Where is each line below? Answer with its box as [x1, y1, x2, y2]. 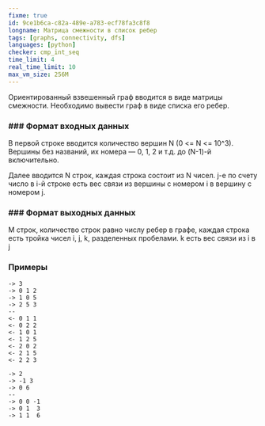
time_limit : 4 [8, 56, 55, 64]
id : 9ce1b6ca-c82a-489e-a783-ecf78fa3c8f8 [8, 19, 150, 27]
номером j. [8, 187, 46, 196]
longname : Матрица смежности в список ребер [8, 26, 157, 34]
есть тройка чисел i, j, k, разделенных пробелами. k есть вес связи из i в [8, 234, 256, 243]
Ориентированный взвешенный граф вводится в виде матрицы [8, 92, 223, 101]
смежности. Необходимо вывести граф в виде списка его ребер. [8, 101, 229, 110]
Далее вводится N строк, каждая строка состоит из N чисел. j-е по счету [8, 170, 258, 180]
